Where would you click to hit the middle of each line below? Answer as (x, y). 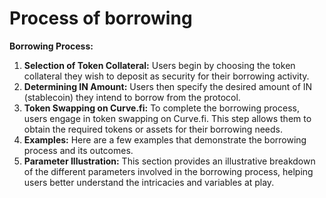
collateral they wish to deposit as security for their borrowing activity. (166, 76)
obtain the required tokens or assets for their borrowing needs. (153, 129)
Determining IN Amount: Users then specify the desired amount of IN (168, 86)
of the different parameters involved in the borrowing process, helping (168, 171)
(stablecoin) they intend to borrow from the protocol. (132, 97)
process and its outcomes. (78, 150)
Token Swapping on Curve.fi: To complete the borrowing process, (161, 108)
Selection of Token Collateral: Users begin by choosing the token (159, 65)
